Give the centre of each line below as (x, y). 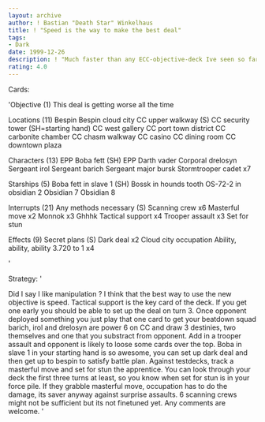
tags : (17, 37)
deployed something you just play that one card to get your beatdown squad (132, 319)
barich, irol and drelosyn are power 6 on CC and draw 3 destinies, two (122, 327)
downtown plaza (35, 145)
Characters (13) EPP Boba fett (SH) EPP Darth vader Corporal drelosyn (123, 160)
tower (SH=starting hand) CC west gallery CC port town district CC (117, 128)
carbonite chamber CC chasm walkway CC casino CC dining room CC (122, 136)
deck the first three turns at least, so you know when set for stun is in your (129, 377)
